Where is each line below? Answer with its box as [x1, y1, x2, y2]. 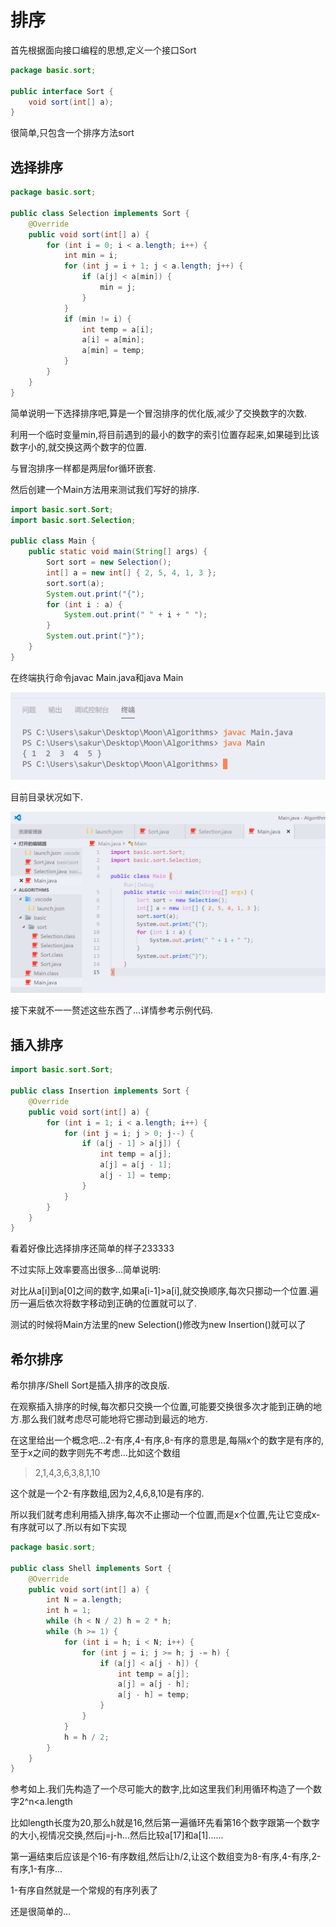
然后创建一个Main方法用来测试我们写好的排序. [10, 483, 200, 495]
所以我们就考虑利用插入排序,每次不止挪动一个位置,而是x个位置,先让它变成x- [10, 1509, 321, 1521]
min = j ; [99, 282, 137, 292]
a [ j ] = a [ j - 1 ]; [99, 1160, 172, 1170]
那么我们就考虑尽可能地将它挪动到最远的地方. [21, 1413, 209, 1425]
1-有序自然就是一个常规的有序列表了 [10, 1884, 159, 1896]
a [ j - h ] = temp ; [117, 1690, 190, 1700]
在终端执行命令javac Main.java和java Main [10, 671, 184, 683]
